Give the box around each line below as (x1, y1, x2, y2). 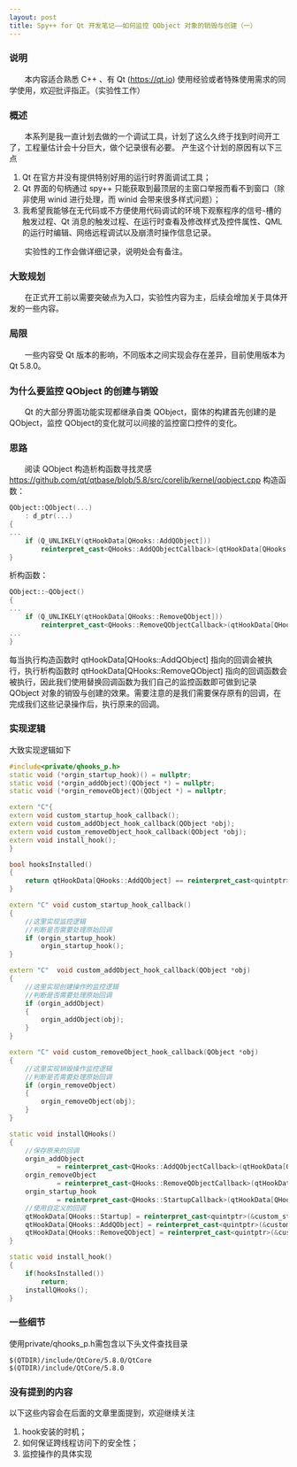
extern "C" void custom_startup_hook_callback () (9, 900, 192, 910)
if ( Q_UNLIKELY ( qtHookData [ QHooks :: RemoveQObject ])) (25, 613, 224, 622)
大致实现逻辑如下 (9, 745, 72, 755)
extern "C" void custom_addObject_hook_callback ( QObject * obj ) (9, 966, 251, 975)
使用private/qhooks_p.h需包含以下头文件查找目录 (9, 1338, 188, 1348)
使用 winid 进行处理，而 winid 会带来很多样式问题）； (29, 194, 221, 205)
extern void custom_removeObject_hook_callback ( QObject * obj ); (9, 827, 247, 837)
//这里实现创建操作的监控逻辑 (25, 982, 119, 992)
